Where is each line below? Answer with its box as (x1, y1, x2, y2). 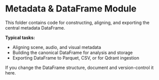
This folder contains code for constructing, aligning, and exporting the (5, 19, 150, 25)
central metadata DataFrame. (5, 24, 65, 30)
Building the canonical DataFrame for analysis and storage (12, 49, 133, 55)
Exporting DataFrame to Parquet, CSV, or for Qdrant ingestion (12, 54, 139, 60)
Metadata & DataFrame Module (5, 3, 136, 14)
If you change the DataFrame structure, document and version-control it (5, 64, 154, 70)
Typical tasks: (5, 34, 35, 40)
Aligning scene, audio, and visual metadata (12, 44, 101, 50)
